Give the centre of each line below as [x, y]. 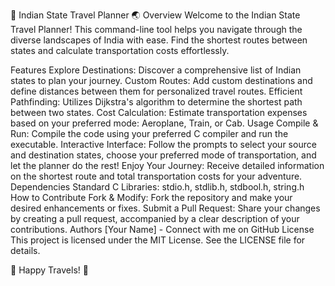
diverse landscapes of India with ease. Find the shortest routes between [159, 40]
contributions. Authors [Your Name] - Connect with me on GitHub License [162, 229]
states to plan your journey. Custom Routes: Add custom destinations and [161, 80]
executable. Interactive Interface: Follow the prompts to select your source [163, 144]
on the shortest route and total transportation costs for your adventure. [156, 176]
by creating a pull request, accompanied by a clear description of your [155, 218]
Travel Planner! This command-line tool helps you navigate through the [156, 29]
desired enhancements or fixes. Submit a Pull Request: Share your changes [165, 208]
